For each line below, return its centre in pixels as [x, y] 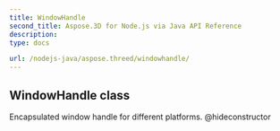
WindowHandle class [70, 95]
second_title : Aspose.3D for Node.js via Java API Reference [126, 26]
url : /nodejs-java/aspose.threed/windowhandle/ [100, 59]
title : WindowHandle [48, 17]
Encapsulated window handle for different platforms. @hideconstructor [140, 117]
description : [34, 34]
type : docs [30, 43]
